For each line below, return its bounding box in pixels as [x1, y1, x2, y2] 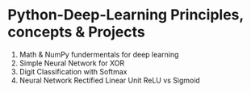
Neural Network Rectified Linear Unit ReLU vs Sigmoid [19, 75, 201, 85]
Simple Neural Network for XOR [19, 58, 125, 68]
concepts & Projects [7, 23, 146, 41]
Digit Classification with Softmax [19, 66, 128, 76]
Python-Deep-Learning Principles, [7, 6, 244, 24]
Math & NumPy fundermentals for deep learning [19, 49, 179, 59]
